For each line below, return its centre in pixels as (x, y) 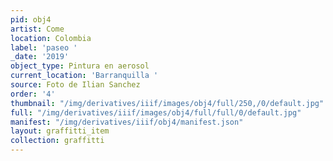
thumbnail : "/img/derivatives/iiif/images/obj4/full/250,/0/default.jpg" (167, 103)
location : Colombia (51, 38)
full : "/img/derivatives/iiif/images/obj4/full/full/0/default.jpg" (156, 112)
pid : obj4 (31, 19)
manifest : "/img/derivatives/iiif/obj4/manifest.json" (127, 122)
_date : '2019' (40, 57)
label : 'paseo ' (44, 47)
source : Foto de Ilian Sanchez (75, 85)
